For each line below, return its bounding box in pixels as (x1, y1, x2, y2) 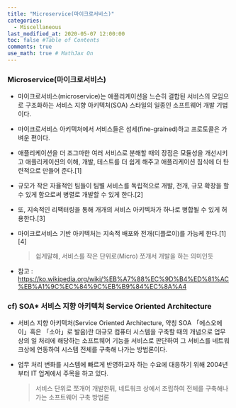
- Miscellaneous (13, 23, 62, 30)
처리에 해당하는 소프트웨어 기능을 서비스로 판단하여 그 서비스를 (38, 336, 211, 345)
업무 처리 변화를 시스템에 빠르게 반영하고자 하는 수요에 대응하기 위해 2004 (17, 361, 223, 369)
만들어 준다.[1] (42, 166, 82, 175)
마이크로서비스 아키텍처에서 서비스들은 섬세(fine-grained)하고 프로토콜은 (17, 125, 220, 133)
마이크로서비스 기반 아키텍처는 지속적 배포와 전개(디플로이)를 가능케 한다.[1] (17, 229, 227, 238)
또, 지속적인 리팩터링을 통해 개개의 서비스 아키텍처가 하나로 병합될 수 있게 (17, 205, 220, 214)
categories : (7, 17, 43, 24)
